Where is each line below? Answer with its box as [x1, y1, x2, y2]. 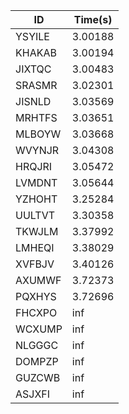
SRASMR [15, 79, 58, 92]
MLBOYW [15, 127, 62, 141]
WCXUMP [15, 322, 63, 336]
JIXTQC [15, 62, 52, 76]
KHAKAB [15, 46, 57, 59]
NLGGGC [15, 339, 59, 352]
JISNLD [15, 95, 52, 108]
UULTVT [15, 209, 56, 222]
